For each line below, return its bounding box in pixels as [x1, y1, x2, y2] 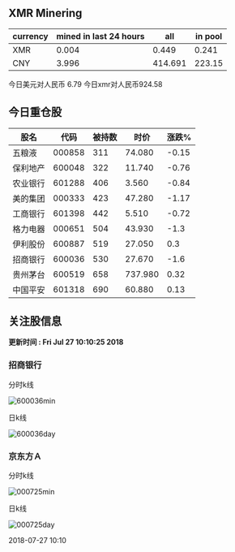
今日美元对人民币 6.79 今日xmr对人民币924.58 [8, 79, 163, 88]
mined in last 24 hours [56, 30, 145, 41]
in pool [195, 30, 223, 41]
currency [12, 30, 49, 41]
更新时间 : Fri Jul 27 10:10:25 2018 [8, 337, 124, 347]
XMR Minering [8, 6, 83, 20]
